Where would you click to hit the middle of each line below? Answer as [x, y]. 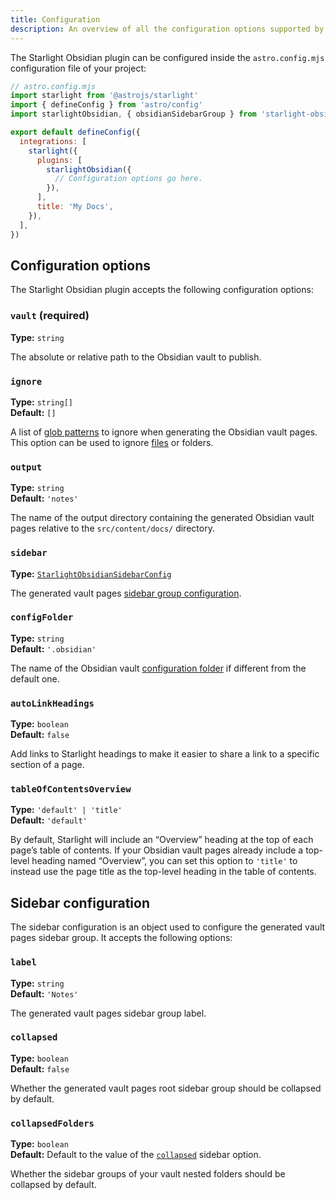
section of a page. [47, 765]
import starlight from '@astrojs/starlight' [104, 96]
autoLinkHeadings [52, 703]
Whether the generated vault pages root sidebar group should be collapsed [166, 1088]
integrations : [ [53, 141]
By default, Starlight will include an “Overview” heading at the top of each [162, 840]
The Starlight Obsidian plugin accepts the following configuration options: [162, 290]
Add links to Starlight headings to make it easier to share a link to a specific [165, 754]
